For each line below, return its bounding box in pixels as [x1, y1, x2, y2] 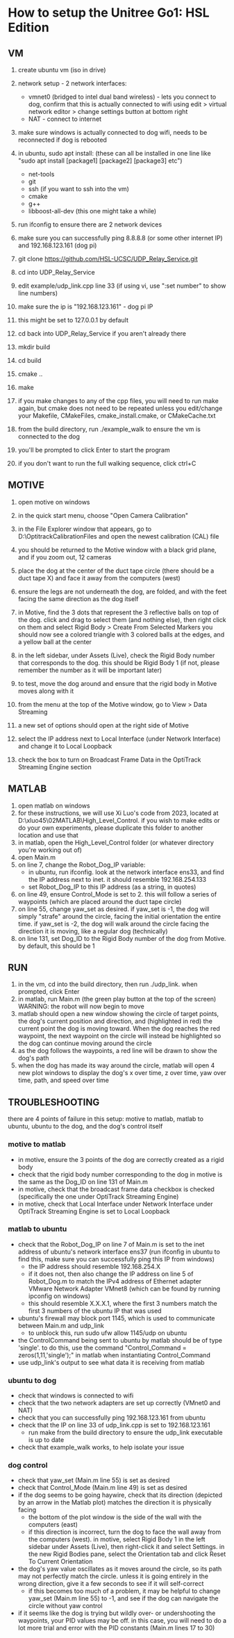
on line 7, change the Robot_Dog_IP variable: [17, 860, 146, 869]
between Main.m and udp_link [17, 1321, 105, 1329]
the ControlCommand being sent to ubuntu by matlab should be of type [17, 1336, 223, 1344]
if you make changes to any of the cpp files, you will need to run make [17, 397, 219, 404]
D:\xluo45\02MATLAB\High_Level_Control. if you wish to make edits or [17, 816, 221, 824]
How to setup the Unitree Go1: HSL [8, 5, 210, 21]
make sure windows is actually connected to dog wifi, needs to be [17, 129, 208, 136]
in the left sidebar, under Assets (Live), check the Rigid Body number [17, 651, 215, 660]
